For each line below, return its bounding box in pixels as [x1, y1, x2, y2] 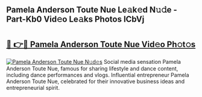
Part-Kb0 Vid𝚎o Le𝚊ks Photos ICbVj [6, 14, 145, 25]
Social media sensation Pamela [103, 58, 181, 65]
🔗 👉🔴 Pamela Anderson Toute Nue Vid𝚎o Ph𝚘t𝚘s [6, 39, 196, 49]
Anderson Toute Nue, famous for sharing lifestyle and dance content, [6, 65, 178, 72]
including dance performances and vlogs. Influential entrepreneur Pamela [6, 72, 189, 78]
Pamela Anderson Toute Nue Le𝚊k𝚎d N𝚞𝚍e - [6, 5, 177, 15]
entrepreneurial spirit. [6, 84, 60, 91]
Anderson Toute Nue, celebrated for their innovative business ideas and [6, 78, 185, 85]
